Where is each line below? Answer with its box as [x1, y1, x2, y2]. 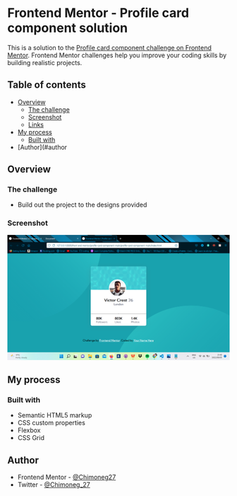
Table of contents [7, 79, 86, 91]
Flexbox [17, 426, 41, 434]
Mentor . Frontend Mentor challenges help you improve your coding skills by [7, 51, 227, 59]
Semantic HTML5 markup [17, 411, 92, 420]
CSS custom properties [17, 419, 86, 427]
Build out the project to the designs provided [17, 200, 147, 209]
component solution [7, 20, 128, 36]
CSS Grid [17, 434, 44, 442]
